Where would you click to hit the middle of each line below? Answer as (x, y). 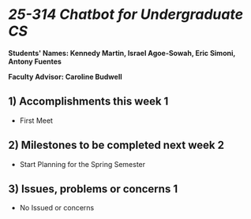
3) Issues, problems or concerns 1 (93, 189)
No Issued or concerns (57, 208)
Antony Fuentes (35, 61)
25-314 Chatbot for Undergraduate (126, 15)
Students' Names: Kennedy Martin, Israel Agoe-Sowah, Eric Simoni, (122, 53)
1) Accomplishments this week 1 (88, 101)
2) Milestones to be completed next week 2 (116, 145)
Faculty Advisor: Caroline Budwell (65, 76)
